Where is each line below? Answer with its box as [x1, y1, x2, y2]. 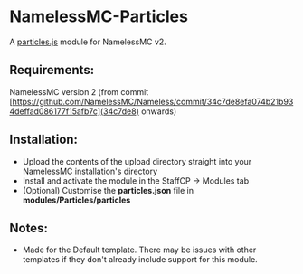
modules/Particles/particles [22, 194, 131, 205]
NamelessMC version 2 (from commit [9, 86, 149, 97]
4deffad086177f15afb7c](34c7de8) [9, 106, 140, 117]
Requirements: [9, 62, 95, 78]
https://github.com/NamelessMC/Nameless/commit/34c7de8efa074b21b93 [12, 96, 294, 107]
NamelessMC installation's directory [22, 165, 158, 176]
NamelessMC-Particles [9, 6, 188, 27]
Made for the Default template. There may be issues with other [22, 244, 257, 255]
